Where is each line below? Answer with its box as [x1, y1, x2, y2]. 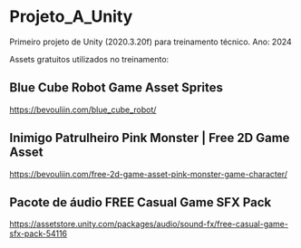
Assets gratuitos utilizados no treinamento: [9, 53, 170, 64]
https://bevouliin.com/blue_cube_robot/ [9, 104, 157, 115]
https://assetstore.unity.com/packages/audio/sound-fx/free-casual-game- [9, 219, 288, 230]
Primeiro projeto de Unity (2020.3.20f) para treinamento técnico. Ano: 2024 [9, 36, 292, 47]
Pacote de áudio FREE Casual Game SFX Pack [9, 195, 272, 210]
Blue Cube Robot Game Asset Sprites [9, 80, 224, 96]
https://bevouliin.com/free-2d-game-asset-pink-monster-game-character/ [9, 168, 288, 179]
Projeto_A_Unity [9, 6, 133, 27]
